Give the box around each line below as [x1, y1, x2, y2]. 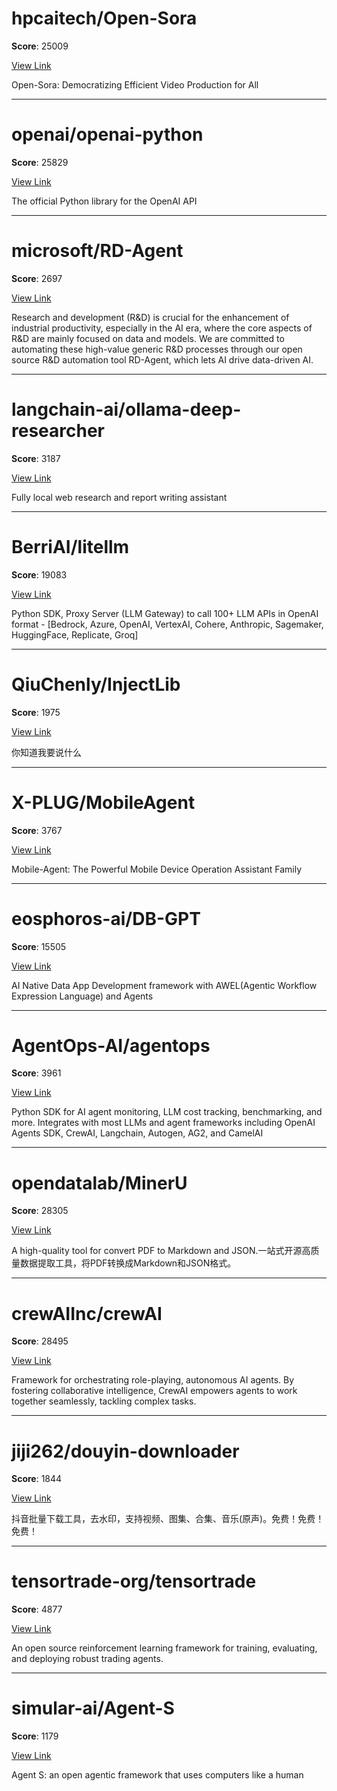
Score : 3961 [11, 1067, 62, 1079]
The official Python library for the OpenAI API [11, 195, 198, 207]
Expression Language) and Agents [11, 990, 154, 1002]
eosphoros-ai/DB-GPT [11, 907, 201, 930]
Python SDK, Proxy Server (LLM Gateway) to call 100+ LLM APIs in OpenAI [11, 607, 319, 619]
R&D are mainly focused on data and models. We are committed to [11, 332, 285, 344]
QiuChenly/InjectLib [11, 673, 181, 696]
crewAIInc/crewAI [11, 1302, 163, 1325]
